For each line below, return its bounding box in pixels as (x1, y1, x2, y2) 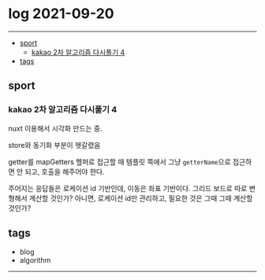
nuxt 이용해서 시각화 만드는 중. (8, 123, 103, 133)
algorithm (19, 256, 51, 265)
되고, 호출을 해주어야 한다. (24, 167, 105, 176)
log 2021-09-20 (8, 5, 114, 23)
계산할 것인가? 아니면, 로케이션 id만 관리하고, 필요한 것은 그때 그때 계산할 (28, 193, 253, 203)
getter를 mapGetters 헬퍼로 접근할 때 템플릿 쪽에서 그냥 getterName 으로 (8, 157, 231, 166)
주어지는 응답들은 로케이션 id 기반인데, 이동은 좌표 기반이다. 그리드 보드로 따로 (8, 183, 248, 193)
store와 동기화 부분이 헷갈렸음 (8, 140, 101, 149)
